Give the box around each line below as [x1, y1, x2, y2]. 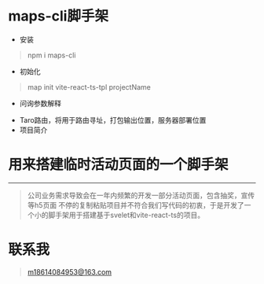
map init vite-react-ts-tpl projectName [27, 82, 151, 91]
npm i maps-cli [27, 50, 76, 60]
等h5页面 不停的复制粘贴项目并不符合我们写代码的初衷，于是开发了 [27, 200, 245, 209]
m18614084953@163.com [27, 267, 112, 276]
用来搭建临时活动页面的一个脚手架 [8, 156, 229, 174]
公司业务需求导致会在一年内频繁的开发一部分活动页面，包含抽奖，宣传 [27, 190, 255, 200]
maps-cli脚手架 [8, 7, 108, 25]
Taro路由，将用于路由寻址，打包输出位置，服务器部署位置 [19, 115, 207, 124]
